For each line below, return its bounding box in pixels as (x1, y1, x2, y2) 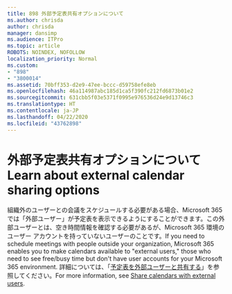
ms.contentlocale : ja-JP (7, 107, 79, 114)
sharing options (7, 182, 100, 198)
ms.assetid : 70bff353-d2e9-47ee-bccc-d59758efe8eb (7, 81, 157, 88)
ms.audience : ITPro (7, 36, 64, 43)
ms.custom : (7, 62, 39, 69)
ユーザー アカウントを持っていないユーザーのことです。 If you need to (7, 232, 205, 240)
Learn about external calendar (7, 168, 185, 183)
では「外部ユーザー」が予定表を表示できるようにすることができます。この (7, 215, 220, 223)
